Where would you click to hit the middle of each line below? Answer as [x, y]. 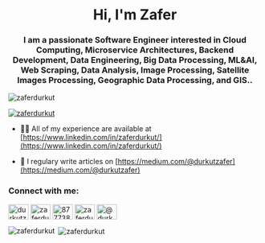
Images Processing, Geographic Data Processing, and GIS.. [135, 80]
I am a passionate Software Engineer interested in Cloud [135, 40]
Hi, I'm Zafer [135, 15]
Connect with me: [44, 191]
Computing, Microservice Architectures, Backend [135, 50]
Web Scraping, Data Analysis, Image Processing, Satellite [135, 70]
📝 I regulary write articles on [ [69, 162]
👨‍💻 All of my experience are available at [86, 129]
